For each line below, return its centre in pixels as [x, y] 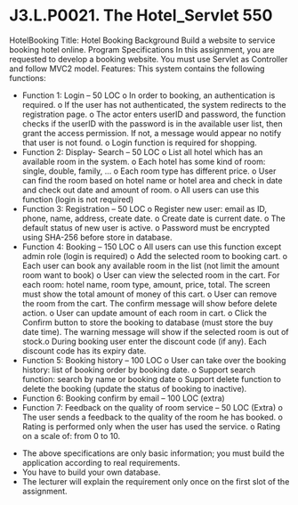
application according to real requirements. [101, 462]
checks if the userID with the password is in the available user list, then [152, 123]
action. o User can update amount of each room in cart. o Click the [144, 313]
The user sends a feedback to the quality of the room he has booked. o [152, 417]
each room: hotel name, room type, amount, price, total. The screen [146, 284]
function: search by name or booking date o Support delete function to [152, 379]
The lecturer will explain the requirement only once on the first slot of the [156, 481]
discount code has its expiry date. [84, 350]
